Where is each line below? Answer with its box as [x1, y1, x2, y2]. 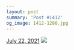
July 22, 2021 [6, 37, 40, 45]
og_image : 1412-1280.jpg [6, 20, 69, 26]
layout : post [6, 8, 39, 15]
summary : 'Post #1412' [6, 14, 63, 20]
